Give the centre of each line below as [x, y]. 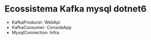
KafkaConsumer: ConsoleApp [42, 27]
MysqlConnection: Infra [35, 32]
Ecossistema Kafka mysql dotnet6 [76, 9]
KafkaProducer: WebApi [36, 22]
